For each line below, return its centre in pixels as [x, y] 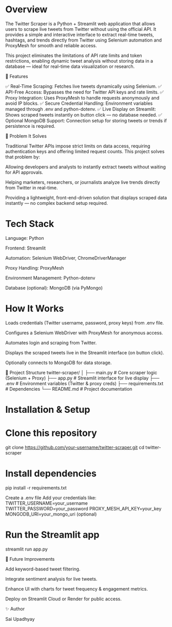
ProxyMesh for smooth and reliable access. [51, 45]
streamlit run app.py [26, 549]
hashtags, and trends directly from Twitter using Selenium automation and [84, 40]
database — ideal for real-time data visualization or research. [70, 66]
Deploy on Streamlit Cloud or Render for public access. [64, 599]
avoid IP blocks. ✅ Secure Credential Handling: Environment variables [79, 103]
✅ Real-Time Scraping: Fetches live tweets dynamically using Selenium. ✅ [84, 86]
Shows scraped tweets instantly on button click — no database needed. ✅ [84, 115]
